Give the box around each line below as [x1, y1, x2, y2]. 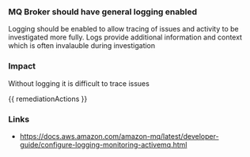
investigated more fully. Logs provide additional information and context [8, 32, 243, 42]
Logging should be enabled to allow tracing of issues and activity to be [8, 24, 239, 34]
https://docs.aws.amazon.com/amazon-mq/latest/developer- [19, 131, 219, 140]
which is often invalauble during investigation [8, 41, 156, 50]
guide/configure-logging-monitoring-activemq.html [19, 140, 187, 149]
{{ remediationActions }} [8, 94, 88, 103]
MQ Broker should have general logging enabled [8, 6, 198, 17]
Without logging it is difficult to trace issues [8, 78, 150, 88]
